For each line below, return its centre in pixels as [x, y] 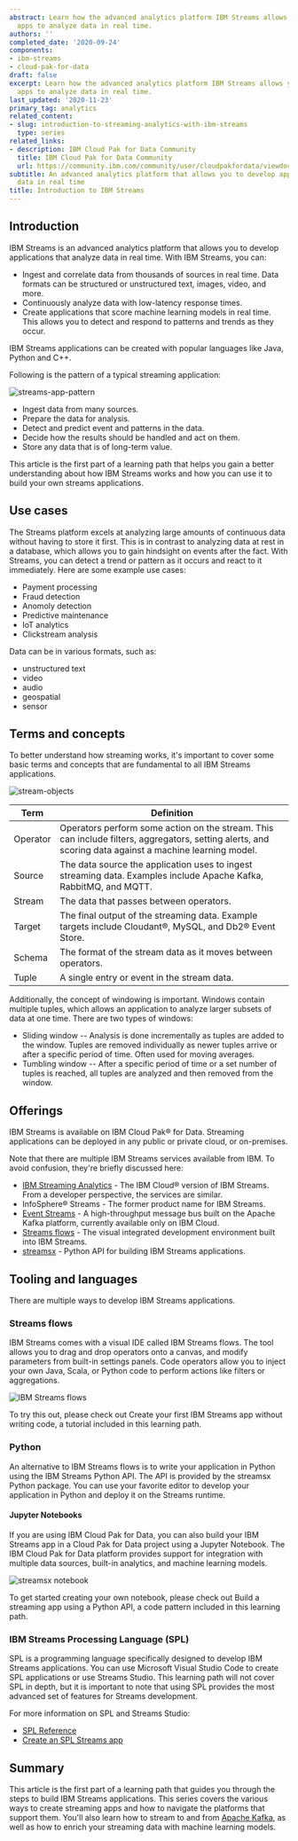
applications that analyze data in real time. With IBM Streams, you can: [138, 257]
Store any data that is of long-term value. [97, 447]
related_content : [41, 116]
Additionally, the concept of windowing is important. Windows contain [137, 999]
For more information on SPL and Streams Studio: [100, 1713]
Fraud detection [51, 596]
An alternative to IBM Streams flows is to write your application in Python [142, 1466]
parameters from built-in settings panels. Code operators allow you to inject [148, 1361]
